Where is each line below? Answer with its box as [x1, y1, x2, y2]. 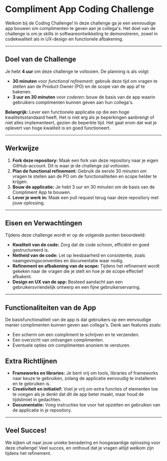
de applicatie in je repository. [12, 407, 72, 413]
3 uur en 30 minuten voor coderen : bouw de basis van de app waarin [12, 94, 156, 100]
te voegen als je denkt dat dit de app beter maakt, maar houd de [12, 391, 144, 397]
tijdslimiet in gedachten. [12, 397, 62, 403]
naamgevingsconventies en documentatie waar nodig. [12, 258, 124, 264]
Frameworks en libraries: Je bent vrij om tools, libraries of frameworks [12, 370, 158, 376]
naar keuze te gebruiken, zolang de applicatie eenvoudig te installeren [12, 376, 157, 381]
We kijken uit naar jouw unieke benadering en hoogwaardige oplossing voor [5, 440, 161, 446]
